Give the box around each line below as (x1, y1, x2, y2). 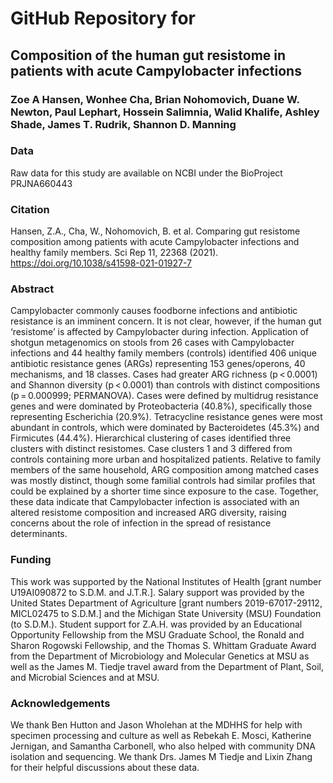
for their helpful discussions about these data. (10, 761, 200, 773)
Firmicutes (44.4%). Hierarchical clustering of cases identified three (10, 432, 292, 444)
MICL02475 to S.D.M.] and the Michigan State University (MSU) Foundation (10, 607, 322, 619)
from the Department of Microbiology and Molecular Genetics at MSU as (10, 650, 310, 662)
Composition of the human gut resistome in (10, 47, 287, 64)
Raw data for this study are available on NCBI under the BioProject (10, 167, 283, 179)
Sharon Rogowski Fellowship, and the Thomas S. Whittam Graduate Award (10, 639, 317, 651)
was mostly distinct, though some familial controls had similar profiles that (10, 475, 316, 487)
